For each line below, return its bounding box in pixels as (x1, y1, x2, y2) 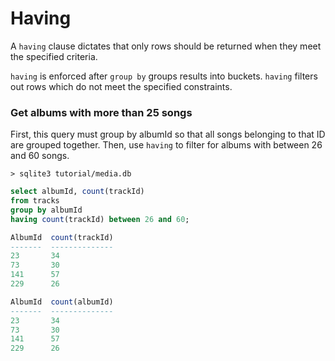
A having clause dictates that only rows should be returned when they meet (10, 40, 322, 52)
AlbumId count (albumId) (10, 297, 114, 307)
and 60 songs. (10, 150, 70, 162)
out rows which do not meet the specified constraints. (10, 80, 233, 92)
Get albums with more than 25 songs (10, 105, 193, 119)
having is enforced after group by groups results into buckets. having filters (10, 70, 318, 82)
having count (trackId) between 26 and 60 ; (10, 214, 190, 224)
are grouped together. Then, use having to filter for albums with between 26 (10, 139, 323, 151)
